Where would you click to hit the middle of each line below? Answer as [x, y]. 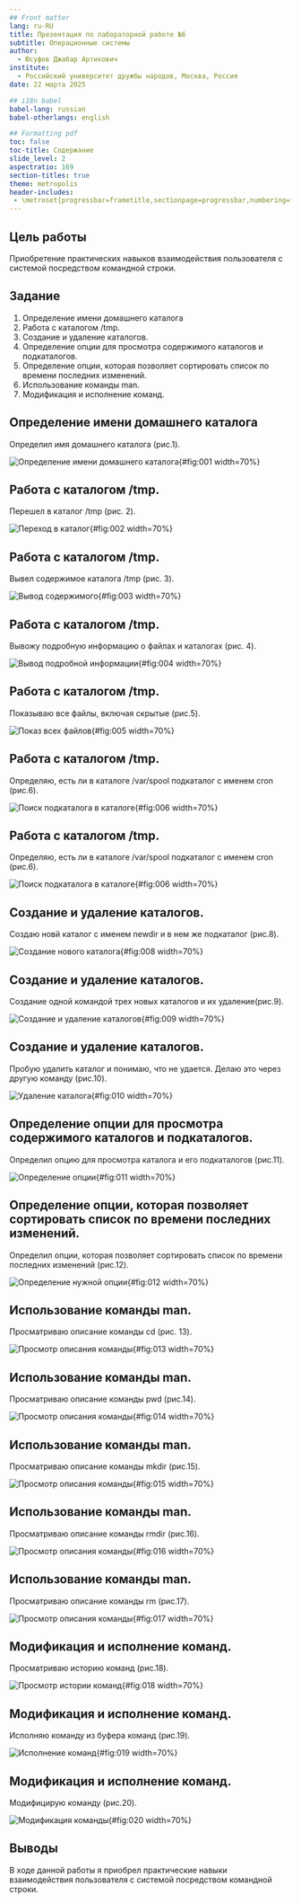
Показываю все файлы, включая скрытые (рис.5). [105, 713]
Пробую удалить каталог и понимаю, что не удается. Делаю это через [145, 1068]
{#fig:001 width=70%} [219, 461]
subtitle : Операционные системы [69, 43]
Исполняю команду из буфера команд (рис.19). [100, 1736]
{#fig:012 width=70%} [168, 1282]
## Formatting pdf [43, 134]
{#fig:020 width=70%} [150, 1820]
